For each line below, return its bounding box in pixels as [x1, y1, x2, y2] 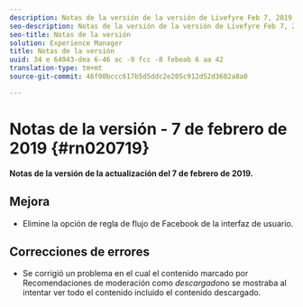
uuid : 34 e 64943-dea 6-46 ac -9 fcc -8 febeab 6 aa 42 [9, 55, 224, 64]
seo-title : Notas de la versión [9, 30, 131, 39]
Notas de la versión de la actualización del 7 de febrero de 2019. [9, 168, 254, 179]
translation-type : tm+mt [9, 64, 103, 73]
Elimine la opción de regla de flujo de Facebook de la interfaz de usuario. [22, 218, 294, 228]
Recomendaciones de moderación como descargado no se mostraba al [22, 277, 287, 289]
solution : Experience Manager [9, 38, 124, 48]
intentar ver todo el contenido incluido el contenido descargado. [22, 287, 262, 298]
